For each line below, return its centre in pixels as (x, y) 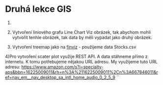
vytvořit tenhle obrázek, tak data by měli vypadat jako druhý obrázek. (82, 37)
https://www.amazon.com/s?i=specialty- (62, 67)
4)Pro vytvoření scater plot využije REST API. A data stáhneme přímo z (76, 56)
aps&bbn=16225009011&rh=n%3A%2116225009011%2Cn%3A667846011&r (81, 72)
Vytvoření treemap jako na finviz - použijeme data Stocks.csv (74, 47)
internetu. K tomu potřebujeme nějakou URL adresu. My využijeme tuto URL (81, 61)
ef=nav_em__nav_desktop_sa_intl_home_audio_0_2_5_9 (60, 77)
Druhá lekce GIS (38, 9)
